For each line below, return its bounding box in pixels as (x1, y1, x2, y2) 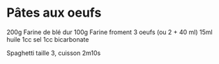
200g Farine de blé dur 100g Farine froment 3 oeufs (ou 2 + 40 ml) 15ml (6, 28, 213, 36)
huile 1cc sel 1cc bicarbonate (6, 35, 89, 43)
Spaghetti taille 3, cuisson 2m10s (6, 49, 101, 57)
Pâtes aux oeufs (6, 5, 102, 21)
